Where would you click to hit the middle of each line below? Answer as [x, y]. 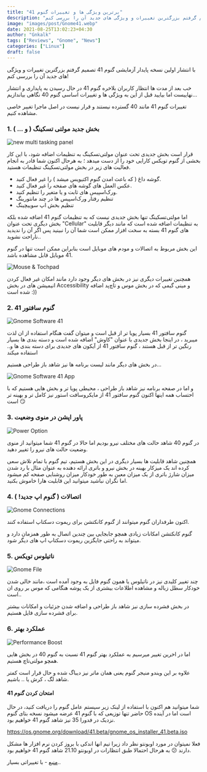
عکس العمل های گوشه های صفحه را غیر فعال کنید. [74, 185]
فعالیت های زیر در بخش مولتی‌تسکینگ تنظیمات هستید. [69, 167]
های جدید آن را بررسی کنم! [38, 76]
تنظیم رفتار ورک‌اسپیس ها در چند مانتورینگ [64, 199]
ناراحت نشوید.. [24, 236]
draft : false [24, 52]
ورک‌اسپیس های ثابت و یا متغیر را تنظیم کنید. [67, 192]
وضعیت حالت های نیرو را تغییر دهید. [47, 449]
